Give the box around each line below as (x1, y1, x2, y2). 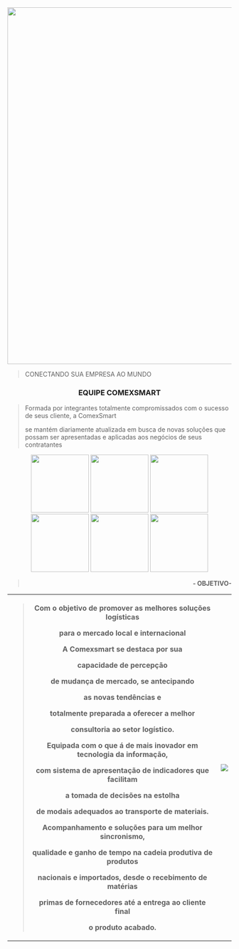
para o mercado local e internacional (59, 628, 186, 638)
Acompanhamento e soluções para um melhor (42, 823, 203, 833)
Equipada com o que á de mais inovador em (46, 741, 198, 751)
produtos (106, 856, 139, 866)
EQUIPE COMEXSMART (78, 387, 161, 397)
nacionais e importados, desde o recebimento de (38, 873, 208, 883)
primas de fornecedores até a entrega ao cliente (38, 898, 206, 908)
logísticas (105, 612, 140, 622)
